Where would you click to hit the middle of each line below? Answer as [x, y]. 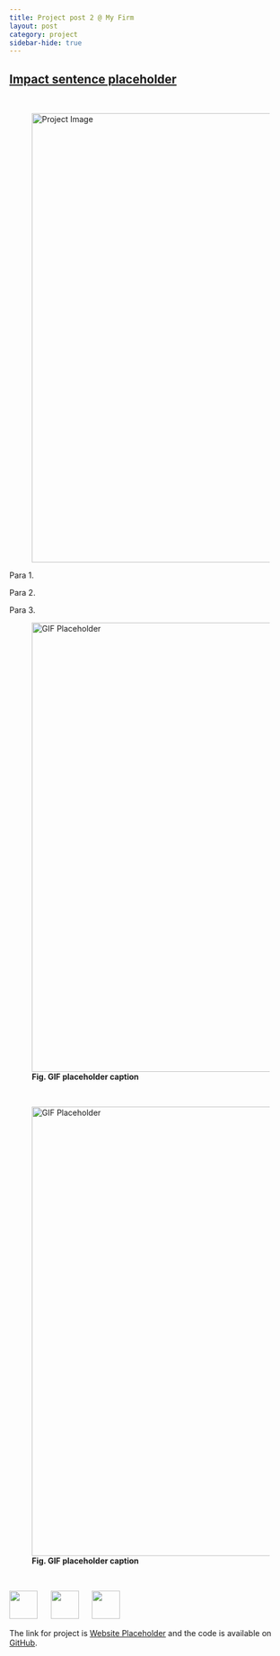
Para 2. [22, 593]
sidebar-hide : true [46, 43]
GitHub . [23, 1643]
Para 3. [22, 610]
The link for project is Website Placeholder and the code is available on [140, 1634]
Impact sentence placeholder [93, 79]
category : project [44, 34]
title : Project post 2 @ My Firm [72, 18]
